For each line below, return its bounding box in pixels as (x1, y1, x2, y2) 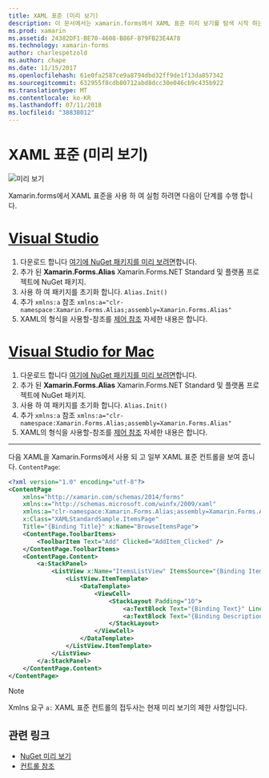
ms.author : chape (8, 57, 66, 65)
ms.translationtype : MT (8, 86, 88, 95)
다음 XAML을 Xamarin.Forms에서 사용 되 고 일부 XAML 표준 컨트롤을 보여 (8, 452, 240, 461)
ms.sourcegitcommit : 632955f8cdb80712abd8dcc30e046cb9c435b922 (8, 79, 224, 87)
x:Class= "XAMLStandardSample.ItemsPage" (22, 515, 159, 524)
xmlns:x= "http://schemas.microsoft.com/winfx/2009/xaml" (22, 500, 217, 509)
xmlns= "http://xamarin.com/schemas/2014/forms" (22, 492, 184, 501)
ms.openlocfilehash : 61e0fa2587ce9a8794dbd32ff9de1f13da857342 (8, 71, 224, 79)
